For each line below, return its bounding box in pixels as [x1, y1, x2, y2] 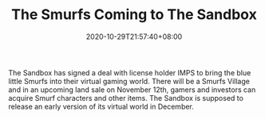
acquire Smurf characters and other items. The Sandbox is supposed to [8, 93, 243, 102]
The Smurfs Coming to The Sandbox [11, 6, 257, 24]
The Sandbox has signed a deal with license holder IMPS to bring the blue [8, 67, 251, 77]
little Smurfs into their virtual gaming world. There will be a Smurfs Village [8, 76, 250, 86]
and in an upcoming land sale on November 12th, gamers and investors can [8, 85, 256, 94]
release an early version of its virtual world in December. [8, 102, 194, 111]
